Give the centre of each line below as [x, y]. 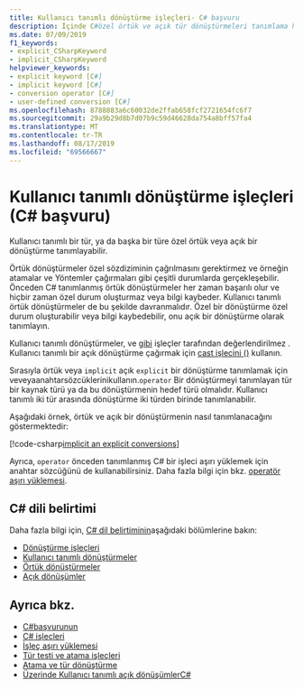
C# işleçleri [43, 637]
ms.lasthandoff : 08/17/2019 [62, 144]
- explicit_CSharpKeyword [58, 51]
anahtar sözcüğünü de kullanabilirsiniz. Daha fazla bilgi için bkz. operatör [145, 470]
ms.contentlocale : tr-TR [56, 135]
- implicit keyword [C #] [56, 85]
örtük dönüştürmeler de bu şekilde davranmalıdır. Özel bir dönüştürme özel [149, 306]
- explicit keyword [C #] [56, 77]
